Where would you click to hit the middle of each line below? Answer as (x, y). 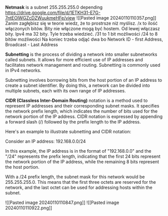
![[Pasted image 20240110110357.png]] (116, 18)
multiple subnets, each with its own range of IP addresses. (66, 91)
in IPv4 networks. (23, 70)
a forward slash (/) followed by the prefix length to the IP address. (73, 122)
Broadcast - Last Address (32, 44)
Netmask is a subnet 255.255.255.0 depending (54, 7)
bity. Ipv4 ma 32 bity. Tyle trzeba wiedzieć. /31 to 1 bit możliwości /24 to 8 (81, 34)
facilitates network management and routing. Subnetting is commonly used (83, 65)
